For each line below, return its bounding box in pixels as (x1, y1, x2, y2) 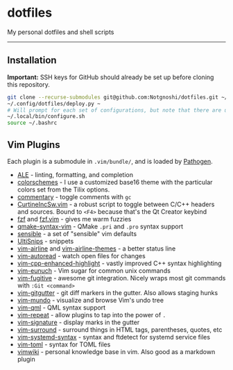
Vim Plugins (7, 139, 60, 151)
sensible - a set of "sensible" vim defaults (17, 229, 137, 237)
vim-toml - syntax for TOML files (17, 340, 111, 348)
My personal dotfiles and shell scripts (7, 28, 114, 36)
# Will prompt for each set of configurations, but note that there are (7, 106, 222, 114)
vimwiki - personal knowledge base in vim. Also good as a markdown (17, 347, 216, 355)
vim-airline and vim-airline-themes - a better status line (17, 244, 176, 253)
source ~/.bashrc (7, 119, 58, 126)
